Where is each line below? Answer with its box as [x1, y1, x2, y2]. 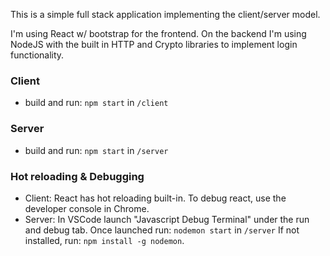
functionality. [10, 49, 65, 61]
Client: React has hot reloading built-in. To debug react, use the [24, 192, 287, 204]
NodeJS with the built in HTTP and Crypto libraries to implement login [10, 39, 298, 50]
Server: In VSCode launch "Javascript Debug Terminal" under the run [24, 213, 310, 225]
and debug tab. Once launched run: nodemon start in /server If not [24, 224, 300, 236]
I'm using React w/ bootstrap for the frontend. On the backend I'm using [10, 28, 307, 39]
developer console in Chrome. [24, 202, 150, 214]
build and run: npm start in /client [24, 97, 169, 109]
